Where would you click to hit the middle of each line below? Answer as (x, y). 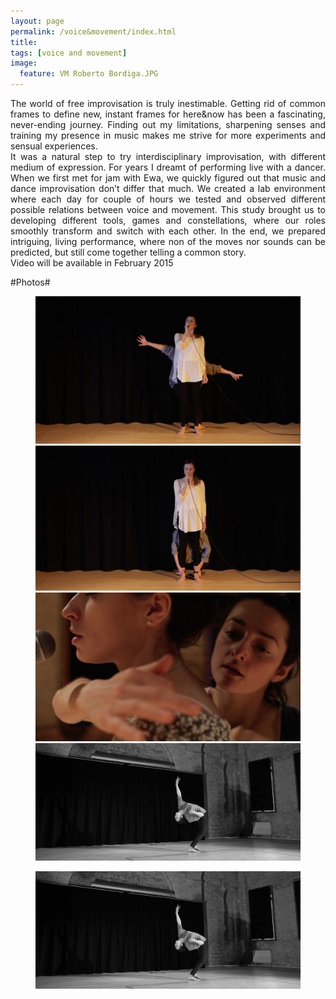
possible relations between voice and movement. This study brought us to (168, 209)
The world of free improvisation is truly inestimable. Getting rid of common (168, 103)
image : (24, 63)
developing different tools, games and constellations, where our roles (168, 220)
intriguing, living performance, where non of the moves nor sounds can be (168, 241)
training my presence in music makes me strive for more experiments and (168, 135)
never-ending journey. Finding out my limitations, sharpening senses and (168, 124)
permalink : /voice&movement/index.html (93, 31)
